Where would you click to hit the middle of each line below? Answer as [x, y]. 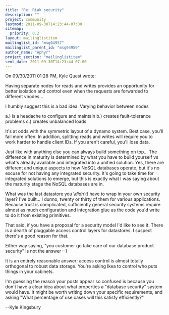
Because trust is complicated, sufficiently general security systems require [83, 205]
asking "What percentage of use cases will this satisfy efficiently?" [75, 298]
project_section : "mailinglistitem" [44, 57]
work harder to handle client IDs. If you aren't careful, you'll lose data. [78, 142]
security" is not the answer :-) [36, 251]
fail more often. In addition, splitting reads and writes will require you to [79, 137]
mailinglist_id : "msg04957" [35, 43]
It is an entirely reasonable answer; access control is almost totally [74, 261]
